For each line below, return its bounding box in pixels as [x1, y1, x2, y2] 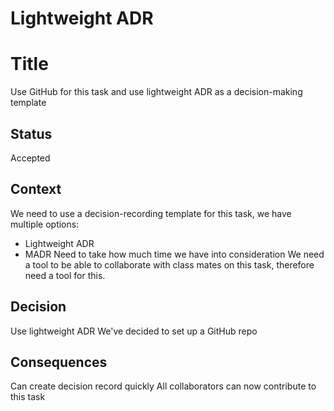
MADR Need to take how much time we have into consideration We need [24, 248, 325, 260]
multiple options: [10, 218, 80, 230]
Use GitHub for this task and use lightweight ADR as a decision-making [10, 86, 303, 98]
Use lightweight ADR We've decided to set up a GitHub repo [10, 325, 258, 337]
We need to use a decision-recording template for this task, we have [10, 207, 292, 219]
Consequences [10, 353, 108, 371]
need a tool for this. [24, 269, 106, 281]
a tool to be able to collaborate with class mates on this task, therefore [24, 258, 315, 271]
